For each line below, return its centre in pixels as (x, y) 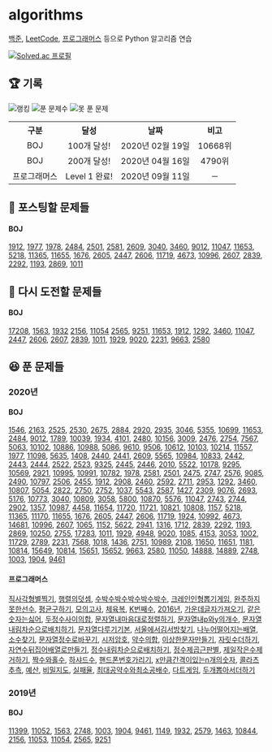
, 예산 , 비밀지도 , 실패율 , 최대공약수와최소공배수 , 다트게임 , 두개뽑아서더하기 (138, 670)
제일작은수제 (243, 649)
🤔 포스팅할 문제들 (49, 207)
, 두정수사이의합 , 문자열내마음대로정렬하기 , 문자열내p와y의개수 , (141, 619)
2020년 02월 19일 (155, 145)
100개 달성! (89, 145)
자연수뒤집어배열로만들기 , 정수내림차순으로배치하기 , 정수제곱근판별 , (115, 649)
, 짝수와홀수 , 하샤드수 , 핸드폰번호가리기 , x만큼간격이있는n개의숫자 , (133, 659)
